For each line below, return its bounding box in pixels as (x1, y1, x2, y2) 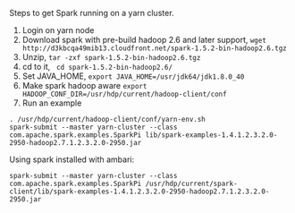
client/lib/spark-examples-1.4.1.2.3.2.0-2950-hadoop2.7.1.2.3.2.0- (9, 187, 270, 196)
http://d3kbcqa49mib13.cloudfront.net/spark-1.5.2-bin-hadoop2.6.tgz (21, 44, 288, 53)
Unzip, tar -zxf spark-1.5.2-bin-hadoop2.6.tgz (21, 52, 201, 62)
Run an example (21, 98, 82, 108)
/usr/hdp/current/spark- (145, 179, 239, 188)
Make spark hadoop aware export (21, 81, 147, 90)
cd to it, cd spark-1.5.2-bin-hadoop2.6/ (21, 62, 173, 72)
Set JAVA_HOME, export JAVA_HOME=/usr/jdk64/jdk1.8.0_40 (21, 71, 245, 81)
